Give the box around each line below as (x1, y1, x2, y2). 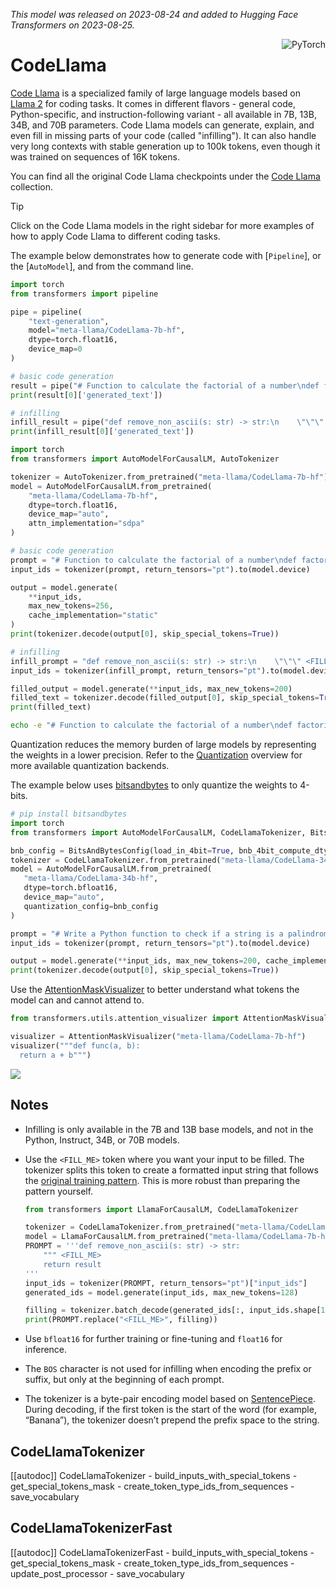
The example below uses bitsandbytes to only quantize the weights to (10, 779, 298, 791)
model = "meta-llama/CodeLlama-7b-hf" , (28, 325, 186, 336)
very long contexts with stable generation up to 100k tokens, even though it (10, 140, 321, 152)
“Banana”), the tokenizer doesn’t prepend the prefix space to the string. (24, 1414, 320, 1426)
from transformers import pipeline (10, 289, 159, 299)
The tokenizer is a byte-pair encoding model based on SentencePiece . (24, 1393, 316, 1405)
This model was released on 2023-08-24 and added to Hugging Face (10, 9, 299, 20)
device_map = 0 (28, 344, 83, 354)
